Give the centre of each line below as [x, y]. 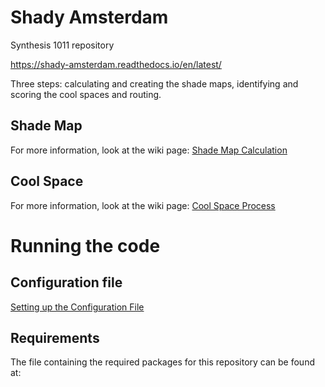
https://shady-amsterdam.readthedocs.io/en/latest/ [116, 64]
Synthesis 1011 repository [62, 45]
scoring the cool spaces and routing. [86, 94]
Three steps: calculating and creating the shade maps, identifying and [154, 83]
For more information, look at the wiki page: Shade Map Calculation [149, 150]
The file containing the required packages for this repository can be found [162, 362]
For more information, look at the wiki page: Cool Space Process [143, 205]
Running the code [85, 245]
